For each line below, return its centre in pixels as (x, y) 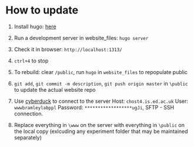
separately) (28, 137)
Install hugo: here (35, 26)
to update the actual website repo (55, 89)
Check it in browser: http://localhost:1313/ (68, 49)
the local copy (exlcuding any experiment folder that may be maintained (101, 131)
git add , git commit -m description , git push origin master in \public (101, 83)
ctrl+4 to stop (31, 61)
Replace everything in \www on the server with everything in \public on (99, 125)
